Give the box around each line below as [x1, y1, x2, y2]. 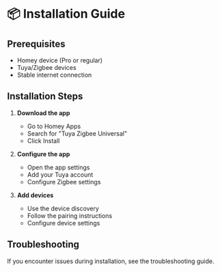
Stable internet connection [16, 71, 92, 79]
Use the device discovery [27, 204, 99, 212]
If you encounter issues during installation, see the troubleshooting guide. [7, 257, 215, 265]
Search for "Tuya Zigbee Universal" [27, 129, 128, 138]
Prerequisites [7, 38, 66, 49]
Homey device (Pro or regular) [16, 56, 103, 64]
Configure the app [16, 149, 70, 158]
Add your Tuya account [27, 170, 94, 179]
